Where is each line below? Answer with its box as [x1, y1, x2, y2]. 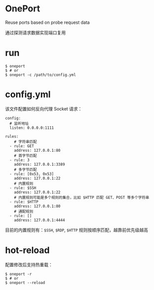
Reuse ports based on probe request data [5, 19, 90, 25]
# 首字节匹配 [14, 153, 37, 158]
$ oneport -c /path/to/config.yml [5, 72, 77, 77]
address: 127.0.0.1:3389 [14, 162, 65, 167]
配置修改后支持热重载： [5, 261, 53, 268]
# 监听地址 [9, 121, 29, 126]
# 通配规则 [14, 209, 34, 214]
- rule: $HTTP [9, 199, 38, 204]
